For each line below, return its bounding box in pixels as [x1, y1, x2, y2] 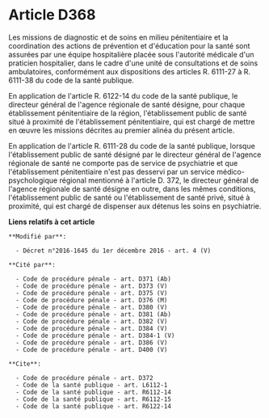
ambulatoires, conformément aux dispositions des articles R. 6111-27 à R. [8, 66, 250, 76]
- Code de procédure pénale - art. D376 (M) [15, 296, 168, 304]
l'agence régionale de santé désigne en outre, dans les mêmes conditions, [8, 184, 256, 193]
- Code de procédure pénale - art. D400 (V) [15, 345, 168, 353]
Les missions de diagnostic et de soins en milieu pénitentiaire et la [8, 32, 229, 42]
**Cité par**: [8, 260, 57, 268]
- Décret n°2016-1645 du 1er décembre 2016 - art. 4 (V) [15, 247, 212, 255]
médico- [216, 167, 245, 176]
